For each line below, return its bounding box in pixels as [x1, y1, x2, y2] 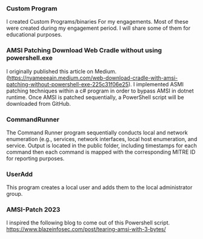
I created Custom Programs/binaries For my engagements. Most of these [6, 18, 189, 26]
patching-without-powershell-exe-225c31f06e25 [6, 80, 129, 88]
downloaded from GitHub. [6, 100, 71, 107]
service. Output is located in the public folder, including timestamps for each [6, 142, 197, 149]
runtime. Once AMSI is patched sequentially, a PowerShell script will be [6, 93, 184, 101]
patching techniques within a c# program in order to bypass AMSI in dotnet [6, 87, 194, 94]
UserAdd [6, 170, 33, 178]
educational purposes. [6, 31, 62, 38]
